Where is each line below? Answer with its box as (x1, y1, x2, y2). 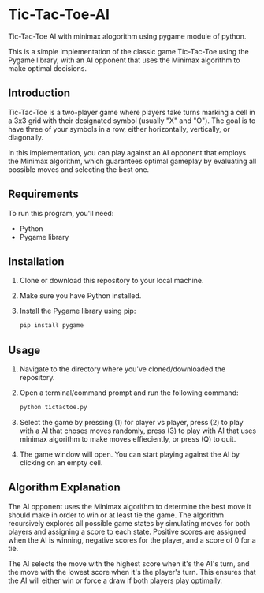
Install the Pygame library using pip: (19, 306, 136, 316)
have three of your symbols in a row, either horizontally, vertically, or (8, 124, 230, 133)
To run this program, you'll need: (8, 208, 114, 218)
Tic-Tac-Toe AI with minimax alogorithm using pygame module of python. (8, 32, 247, 41)
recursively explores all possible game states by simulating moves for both (8, 518, 251, 528)
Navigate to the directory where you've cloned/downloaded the (19, 364, 226, 374)
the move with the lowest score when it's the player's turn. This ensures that (8, 567, 256, 576)
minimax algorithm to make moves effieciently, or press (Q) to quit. (19, 434, 236, 443)
